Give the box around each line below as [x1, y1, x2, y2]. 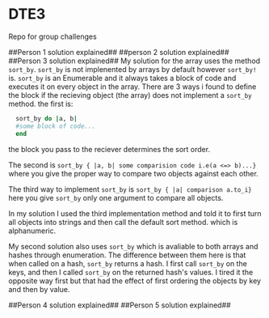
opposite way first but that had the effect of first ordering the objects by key [8, 276, 261, 286]
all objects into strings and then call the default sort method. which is [8, 217, 238, 227]
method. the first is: [8, 99, 74, 108]
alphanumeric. [8, 226, 57, 235]
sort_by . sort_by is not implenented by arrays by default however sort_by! [8, 64, 257, 74]
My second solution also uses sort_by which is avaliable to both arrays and [8, 241, 258, 251]
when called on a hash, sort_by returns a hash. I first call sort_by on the [8, 258, 248, 268]
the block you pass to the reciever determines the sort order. [8, 144, 211, 154]
